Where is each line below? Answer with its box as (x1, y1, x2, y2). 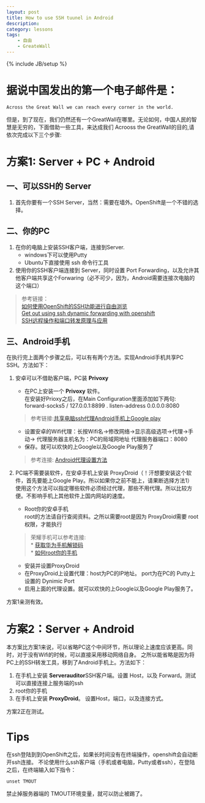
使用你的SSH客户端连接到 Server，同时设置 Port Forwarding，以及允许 (15, 266, 194, 274)
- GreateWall (17, 44, 51, 50)
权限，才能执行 (24, 521, 62, 528)
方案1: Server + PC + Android (6, 155, 155, 169)
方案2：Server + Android (6, 622, 135, 636)
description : (6, 20, 40, 26)
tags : (6, 32, 20, 38)
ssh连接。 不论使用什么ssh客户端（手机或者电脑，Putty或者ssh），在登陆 (11, 759, 195, 766)
